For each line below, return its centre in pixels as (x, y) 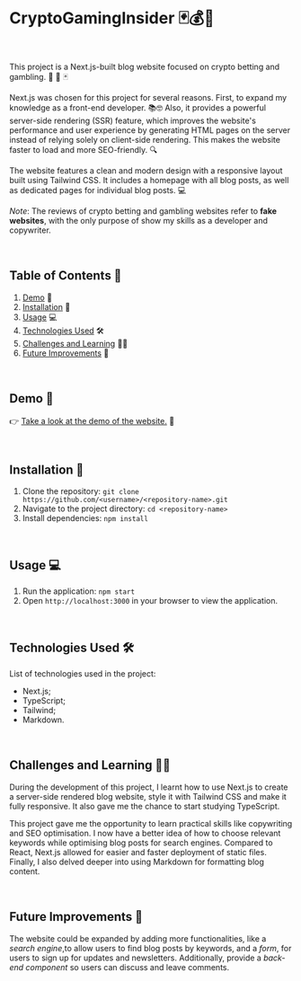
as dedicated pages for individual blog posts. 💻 (98, 190)
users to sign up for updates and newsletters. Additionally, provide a (136, 958)
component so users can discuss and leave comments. (128, 967)
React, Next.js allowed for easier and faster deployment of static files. (138, 852)
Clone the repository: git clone (80, 491)
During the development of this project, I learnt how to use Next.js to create (149, 787)
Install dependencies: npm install (85, 518)
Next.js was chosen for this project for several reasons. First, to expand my (148, 97)
